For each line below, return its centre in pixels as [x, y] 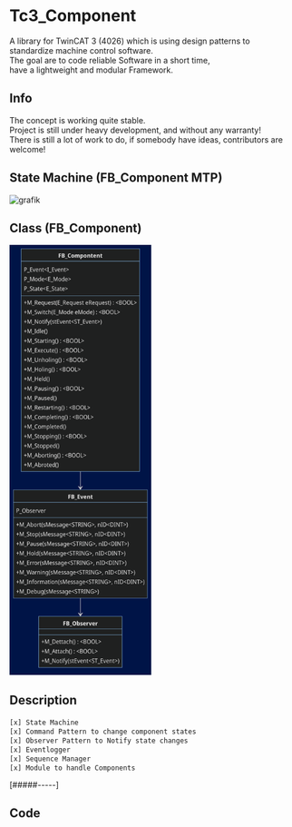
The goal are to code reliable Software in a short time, [110, 60]
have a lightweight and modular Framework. [92, 70]
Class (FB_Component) [76, 228]
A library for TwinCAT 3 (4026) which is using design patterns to [130, 41]
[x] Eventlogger [40, 750]
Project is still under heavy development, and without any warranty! [135, 130]
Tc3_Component [73, 16]
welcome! [28, 149]
